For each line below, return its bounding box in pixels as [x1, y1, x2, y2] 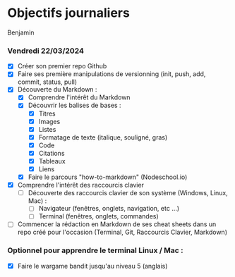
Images [38, 117, 61, 125]
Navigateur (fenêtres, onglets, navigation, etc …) [38, 204, 180, 213]
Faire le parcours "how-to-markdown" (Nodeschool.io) [28, 173, 188, 181]
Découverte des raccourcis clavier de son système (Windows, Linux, [28, 189, 228, 197]
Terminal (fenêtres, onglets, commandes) [38, 212, 159, 221]
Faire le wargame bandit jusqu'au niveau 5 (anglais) [17, 261, 168, 270]
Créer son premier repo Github [17, 62, 107, 70]
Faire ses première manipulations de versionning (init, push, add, [17, 70, 206, 78]
